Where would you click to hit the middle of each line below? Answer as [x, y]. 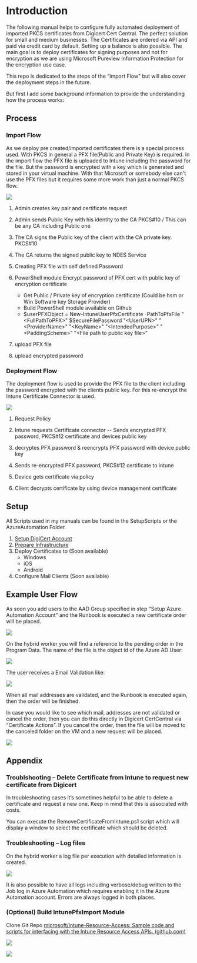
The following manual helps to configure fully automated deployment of [93, 27]
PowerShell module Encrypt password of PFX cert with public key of [97, 277]
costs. [14, 810]
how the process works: [35, 100]
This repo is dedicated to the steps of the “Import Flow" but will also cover [96, 76]
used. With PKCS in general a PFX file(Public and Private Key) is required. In [98, 154]
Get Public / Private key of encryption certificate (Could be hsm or [103, 295]
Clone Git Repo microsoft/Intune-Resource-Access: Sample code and [90, 925]
